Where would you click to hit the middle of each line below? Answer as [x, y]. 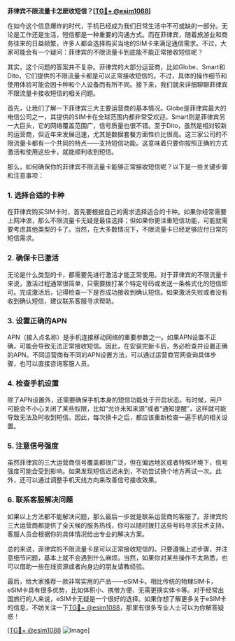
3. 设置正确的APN [37, 320]
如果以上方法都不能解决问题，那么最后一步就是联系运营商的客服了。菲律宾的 [117, 516]
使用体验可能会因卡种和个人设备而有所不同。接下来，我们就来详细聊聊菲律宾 [117, 84]
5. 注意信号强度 [33, 446]
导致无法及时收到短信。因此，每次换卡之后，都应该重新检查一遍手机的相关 [114, 417]
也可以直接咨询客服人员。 [56, 363]
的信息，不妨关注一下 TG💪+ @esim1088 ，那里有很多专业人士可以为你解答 [113, 607]
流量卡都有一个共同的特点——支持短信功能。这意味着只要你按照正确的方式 [120, 143]
